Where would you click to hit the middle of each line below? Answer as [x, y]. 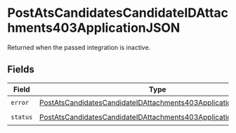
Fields [21, 69]
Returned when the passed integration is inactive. [79, 47]
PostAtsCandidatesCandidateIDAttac [118, 13]
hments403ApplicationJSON [94, 28]
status [22, 117]
